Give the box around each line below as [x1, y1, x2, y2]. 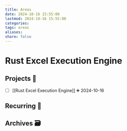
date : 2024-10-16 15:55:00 [5, 12, 60, 17]
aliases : [5, 30, 23, 35]
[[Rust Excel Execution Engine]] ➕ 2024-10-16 [12, 87, 105, 93]
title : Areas [5, 7, 32, 12]
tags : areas [5, 25, 29, 30]
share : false [5, 35, 32, 39]
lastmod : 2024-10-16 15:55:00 [5, 16, 67, 21]
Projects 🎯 [5, 75, 37, 83]
